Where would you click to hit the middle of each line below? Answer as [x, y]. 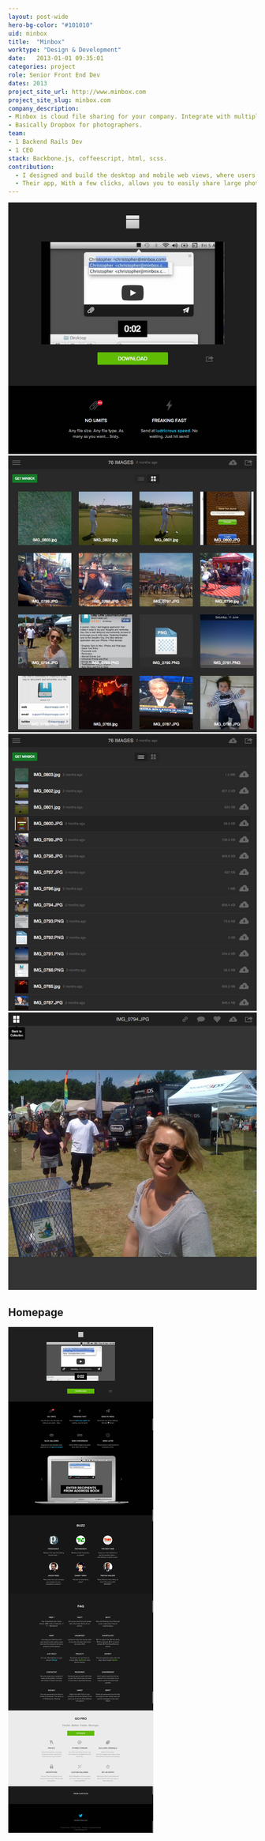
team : [17, 134]
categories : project [42, 67]
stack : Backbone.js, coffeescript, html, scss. [88, 158]
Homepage [36, 1312]
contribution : [32, 167]
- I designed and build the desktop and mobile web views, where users [136, 175]
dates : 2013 [28, 83]
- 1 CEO [21, 150]
